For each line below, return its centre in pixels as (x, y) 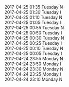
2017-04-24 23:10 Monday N (34, 79)
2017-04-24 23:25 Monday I (33, 74)
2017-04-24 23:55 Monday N (34, 59)
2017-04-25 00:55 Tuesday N (34, 28)
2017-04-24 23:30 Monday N (34, 69)
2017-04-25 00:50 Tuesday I (33, 33)
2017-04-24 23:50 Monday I (33, 64)
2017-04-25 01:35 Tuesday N (34, 7)
